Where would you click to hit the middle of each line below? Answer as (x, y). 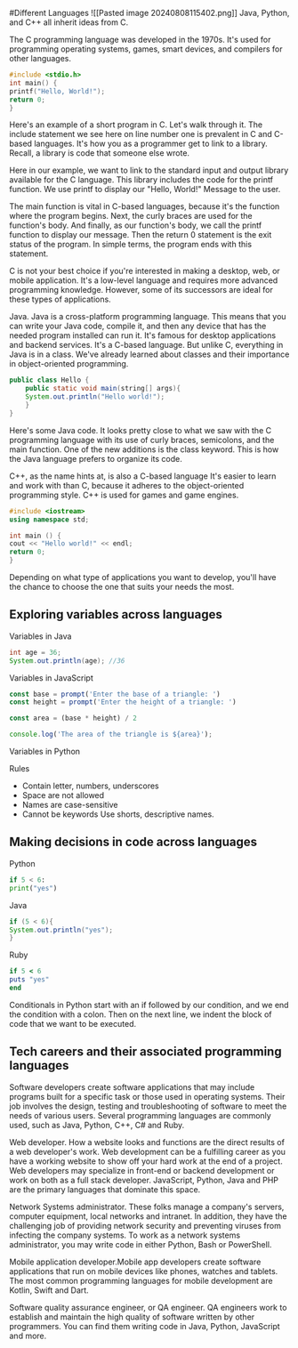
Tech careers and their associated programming (145, 1052)
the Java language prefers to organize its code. (96, 458)
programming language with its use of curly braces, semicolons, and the (142, 440)
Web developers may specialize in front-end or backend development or (142, 1170)
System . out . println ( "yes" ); (61, 930)
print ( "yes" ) (33, 888)
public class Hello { (49, 380)
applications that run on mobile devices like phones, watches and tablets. (144, 1271)
